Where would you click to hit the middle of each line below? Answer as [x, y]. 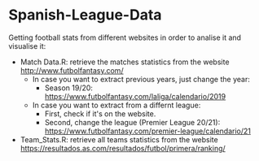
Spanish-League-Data [85, 15]
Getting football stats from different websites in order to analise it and [125, 37]
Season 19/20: [69, 88]
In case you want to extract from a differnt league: [116, 105]
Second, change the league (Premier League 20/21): [132, 122]
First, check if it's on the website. [100, 113]
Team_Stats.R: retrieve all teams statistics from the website [119, 139]
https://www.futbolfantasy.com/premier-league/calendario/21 [147, 131]
